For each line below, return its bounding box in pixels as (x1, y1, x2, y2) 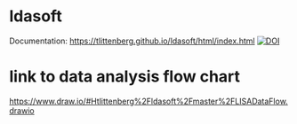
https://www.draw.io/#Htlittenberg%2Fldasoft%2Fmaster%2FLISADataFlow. (9, 96, 289, 106)
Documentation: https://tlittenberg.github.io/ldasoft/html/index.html (9, 35, 255, 46)
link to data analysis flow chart (9, 66, 241, 87)
